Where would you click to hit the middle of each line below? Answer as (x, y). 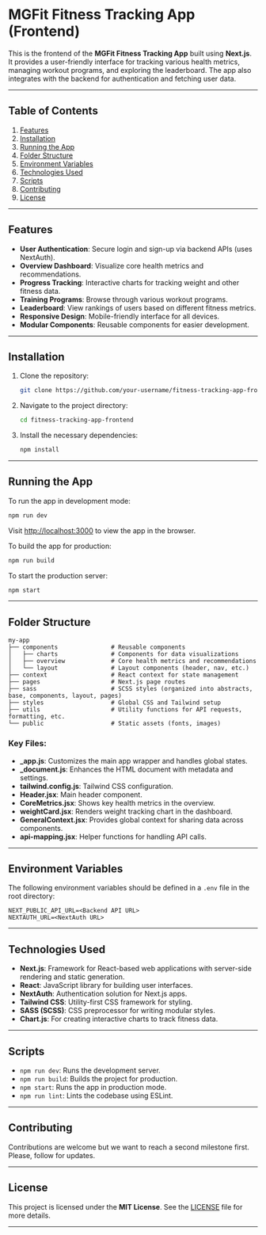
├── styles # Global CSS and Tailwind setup (115, 703)
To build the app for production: (60, 546)
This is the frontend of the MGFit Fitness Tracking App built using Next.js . (130, 53)
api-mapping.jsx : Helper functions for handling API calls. (113, 837)
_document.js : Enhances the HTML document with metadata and (126, 769)
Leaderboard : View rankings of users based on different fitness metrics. (138, 307)
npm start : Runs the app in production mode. (93, 1087)
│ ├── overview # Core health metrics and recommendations (133, 661)
